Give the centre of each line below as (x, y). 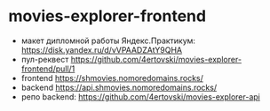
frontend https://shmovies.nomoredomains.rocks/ (112, 78)
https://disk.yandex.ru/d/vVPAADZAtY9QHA (102, 49)
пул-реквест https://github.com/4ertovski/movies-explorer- (131, 59)
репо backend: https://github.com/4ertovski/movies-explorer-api (141, 96)
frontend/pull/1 (48, 69)
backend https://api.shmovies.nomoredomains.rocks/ (119, 87)
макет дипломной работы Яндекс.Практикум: (108, 41)
